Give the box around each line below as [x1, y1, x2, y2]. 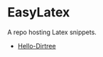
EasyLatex [7, 4, 70, 21]
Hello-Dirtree [17, 41, 56, 50]
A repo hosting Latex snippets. [7, 28, 97, 36]
